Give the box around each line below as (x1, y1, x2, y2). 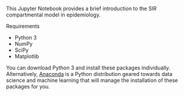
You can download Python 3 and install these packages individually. (6, 64, 170, 71)
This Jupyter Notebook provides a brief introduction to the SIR (6, 5, 157, 12)
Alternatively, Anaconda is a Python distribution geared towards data (6, 71, 173, 77)
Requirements (6, 23, 40, 29)
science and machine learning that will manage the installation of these (6, 77, 178, 84)
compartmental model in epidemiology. (6, 11, 101, 18)
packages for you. (6, 83, 50, 90)
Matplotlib (14, 53, 39, 59)
